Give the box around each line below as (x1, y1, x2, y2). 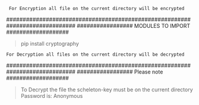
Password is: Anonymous (20, 93, 83, 99)
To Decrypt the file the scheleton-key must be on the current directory (20, 86, 193, 93)
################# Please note (77, 68, 163, 75)
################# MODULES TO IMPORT (77, 23, 191, 29)
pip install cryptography (20, 40, 79, 47)
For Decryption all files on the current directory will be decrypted (6, 52, 185, 58)
